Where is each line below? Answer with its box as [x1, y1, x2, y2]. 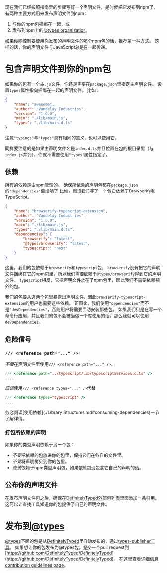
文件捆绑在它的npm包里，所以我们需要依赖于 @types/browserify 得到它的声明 [5, 271, 161, 277]
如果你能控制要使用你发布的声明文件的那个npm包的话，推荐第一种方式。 [5, 38, 154, 44]
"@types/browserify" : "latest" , [23, 241, 90, 246]
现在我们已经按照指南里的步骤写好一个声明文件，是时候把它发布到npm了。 [5, 4, 158, 10]
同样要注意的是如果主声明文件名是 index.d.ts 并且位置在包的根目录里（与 [5, 145, 154, 151]
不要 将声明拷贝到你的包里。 [12, 458, 70, 464]
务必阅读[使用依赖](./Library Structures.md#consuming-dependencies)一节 [5, 409, 160, 415]
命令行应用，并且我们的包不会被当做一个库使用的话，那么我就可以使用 [5, 313, 149, 319]
